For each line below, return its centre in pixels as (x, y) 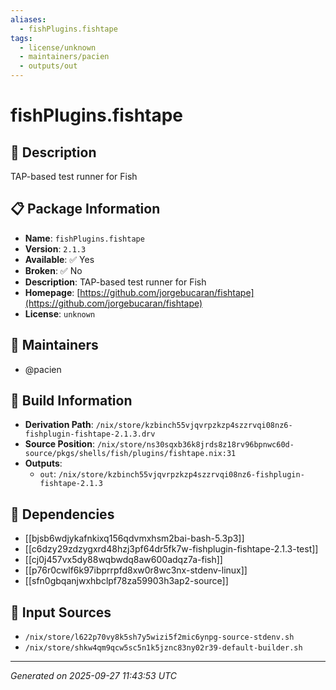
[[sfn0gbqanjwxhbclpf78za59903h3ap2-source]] (126, 581)
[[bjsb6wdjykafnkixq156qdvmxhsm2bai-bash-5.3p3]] (134, 538)
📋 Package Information (85, 209)
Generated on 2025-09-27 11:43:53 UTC (93, 676)
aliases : (28, 19)
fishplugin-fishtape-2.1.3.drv (90, 434)
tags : (21, 38)
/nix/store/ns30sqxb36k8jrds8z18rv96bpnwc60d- (195, 445)
